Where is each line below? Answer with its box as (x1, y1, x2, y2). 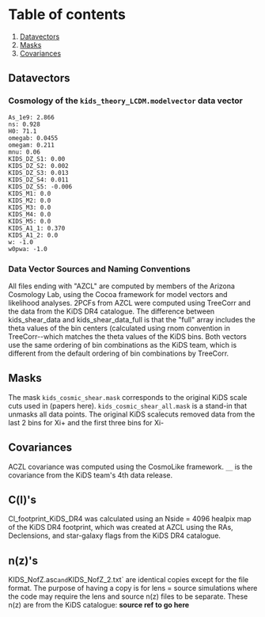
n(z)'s (8, 554, 38, 567)
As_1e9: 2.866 (8, 113, 55, 121)
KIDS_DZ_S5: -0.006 (8, 182, 73, 191)
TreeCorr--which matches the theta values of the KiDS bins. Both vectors (8, 331, 247, 341)
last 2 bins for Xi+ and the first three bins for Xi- (8, 417, 165, 427)
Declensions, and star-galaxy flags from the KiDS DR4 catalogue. (8, 531, 221, 540)
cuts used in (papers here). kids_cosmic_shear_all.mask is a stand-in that (8, 401, 248, 410)
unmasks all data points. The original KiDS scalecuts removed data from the (8, 409, 256, 419)
